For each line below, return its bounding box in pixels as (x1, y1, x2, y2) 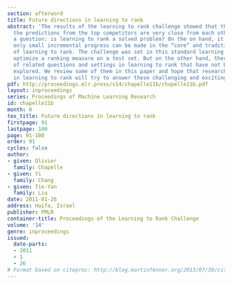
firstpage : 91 (7, 119, 48, 126)
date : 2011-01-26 (7, 196, 57, 203)
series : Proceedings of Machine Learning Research (7, 94, 156, 101)
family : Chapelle (13, 163, 64, 171)
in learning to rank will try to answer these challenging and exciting (13, 74, 227, 81)
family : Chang (13, 176, 54, 183)
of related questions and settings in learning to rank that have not (13, 61, 221, 68)
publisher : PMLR (7, 209, 54, 216)
